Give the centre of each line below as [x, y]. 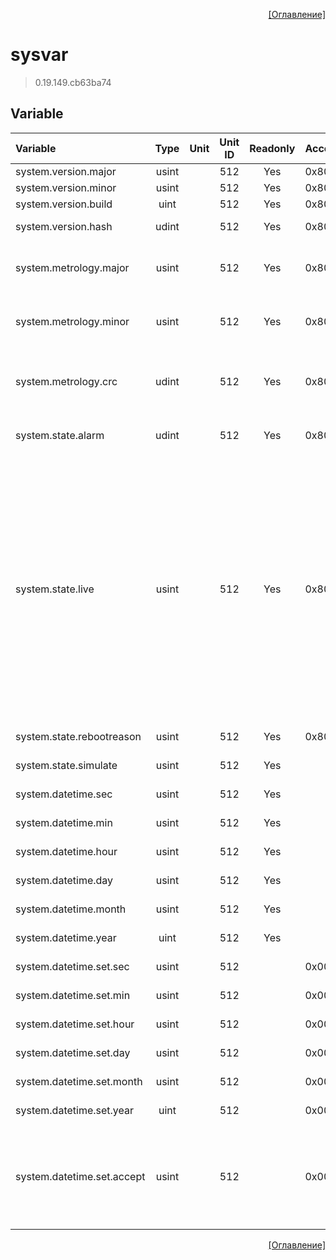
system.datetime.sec [64, 794]
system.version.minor [66, 187]
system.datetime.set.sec [72, 966]
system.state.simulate [66, 765]
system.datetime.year [66, 937]
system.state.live [55, 589]
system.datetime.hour [66, 851]
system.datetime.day [64, 880]
